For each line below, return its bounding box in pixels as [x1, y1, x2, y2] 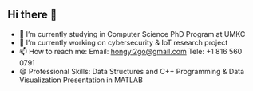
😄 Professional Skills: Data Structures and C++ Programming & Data [18, 66, 245, 76]
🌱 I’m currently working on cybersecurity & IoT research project [18, 38, 228, 47]
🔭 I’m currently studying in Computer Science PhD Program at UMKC [18, 29, 246, 38]
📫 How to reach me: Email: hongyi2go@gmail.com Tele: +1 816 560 [18, 46, 243, 56]
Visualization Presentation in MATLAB [18, 75, 143, 85]
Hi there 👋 [7, 8, 57, 22]
